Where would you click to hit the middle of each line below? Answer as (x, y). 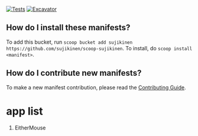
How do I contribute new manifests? (74, 73)
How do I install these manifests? (68, 27)
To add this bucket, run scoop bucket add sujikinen (69, 42)
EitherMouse (30, 128)
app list (25, 111)
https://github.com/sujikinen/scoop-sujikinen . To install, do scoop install (99, 48)
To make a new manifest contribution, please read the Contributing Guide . (96, 87)
